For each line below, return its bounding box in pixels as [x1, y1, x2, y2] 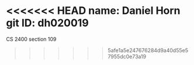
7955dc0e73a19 [108, 53, 147, 60]
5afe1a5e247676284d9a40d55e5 [108, 46, 189, 53]
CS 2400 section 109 [6, 35, 57, 42]
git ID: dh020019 [6, 16, 89, 30]
